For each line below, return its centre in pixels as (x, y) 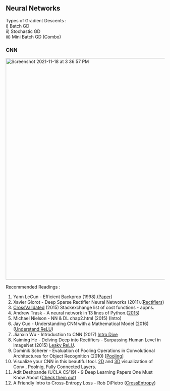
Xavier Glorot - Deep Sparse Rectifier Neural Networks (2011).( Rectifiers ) (89, 302)
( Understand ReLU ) (33, 329)
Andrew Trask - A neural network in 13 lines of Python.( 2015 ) (76, 313)
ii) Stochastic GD (23, 31)
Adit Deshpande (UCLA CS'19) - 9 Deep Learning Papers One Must (83, 372)
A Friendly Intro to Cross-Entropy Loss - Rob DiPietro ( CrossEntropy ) (84, 383)
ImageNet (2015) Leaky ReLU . (44, 345)
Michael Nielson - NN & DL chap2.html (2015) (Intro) (67, 318)
